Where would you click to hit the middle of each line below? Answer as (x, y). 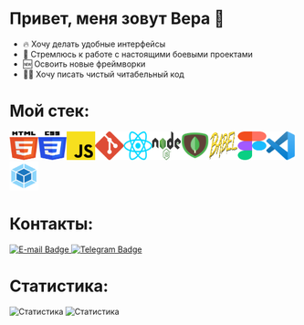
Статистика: (59, 286)
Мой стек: (49, 111)
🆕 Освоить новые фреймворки (84, 64)
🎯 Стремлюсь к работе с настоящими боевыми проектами (138, 54)
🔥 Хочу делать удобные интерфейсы (94, 44)
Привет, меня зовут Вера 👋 (117, 19)
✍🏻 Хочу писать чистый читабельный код (103, 74)
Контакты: (52, 224)
